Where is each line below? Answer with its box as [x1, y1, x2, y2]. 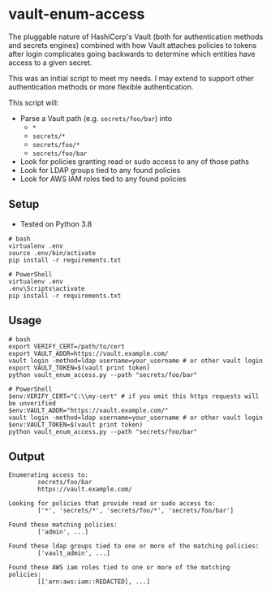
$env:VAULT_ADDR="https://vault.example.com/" [8, 406, 169, 414]
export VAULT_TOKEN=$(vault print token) [8, 363, 151, 372]
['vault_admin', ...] [37, 549, 111, 557]
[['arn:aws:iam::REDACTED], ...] [37, 578, 151, 586]
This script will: [8, 97, 59, 107]
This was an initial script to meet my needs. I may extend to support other [8, 73, 254, 83]
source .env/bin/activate [8, 249, 96, 257]
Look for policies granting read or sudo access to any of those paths [19, 156, 250, 167]
